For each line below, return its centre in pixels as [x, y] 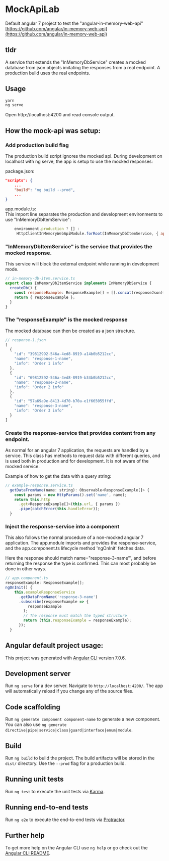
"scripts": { [19, 180]
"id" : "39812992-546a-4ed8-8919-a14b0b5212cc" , [65, 354]
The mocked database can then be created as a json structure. [70, 331]
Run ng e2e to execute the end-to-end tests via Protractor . [65, 820]
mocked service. [23, 466]
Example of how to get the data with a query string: [58, 476]
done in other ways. [26, 569]
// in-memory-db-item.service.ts [40, 279]
